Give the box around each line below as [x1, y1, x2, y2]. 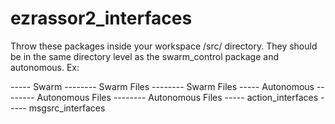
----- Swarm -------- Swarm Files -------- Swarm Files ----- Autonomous [10, 80, 315, 92]
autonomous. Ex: [10, 61, 80, 73]
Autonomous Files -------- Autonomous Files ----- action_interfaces [36, 91, 319, 103]
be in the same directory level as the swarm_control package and [10, 50, 280, 62]
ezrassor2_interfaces [10, 7, 193, 30]
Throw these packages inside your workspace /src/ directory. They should [10, 40, 318, 52]
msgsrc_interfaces [28, 102, 106, 114]
